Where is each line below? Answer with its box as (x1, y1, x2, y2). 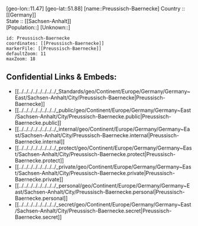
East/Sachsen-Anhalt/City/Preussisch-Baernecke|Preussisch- (14, 94, 165, 101)
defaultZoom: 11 (6, 51, 46, 57)
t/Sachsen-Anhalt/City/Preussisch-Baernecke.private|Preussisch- (14, 169, 176, 176)
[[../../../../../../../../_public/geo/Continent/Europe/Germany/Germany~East (14, 106, 191, 114)
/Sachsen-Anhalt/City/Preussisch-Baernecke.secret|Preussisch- (14, 207, 172, 214)
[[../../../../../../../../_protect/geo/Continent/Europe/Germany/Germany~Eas (14, 144, 192, 151)
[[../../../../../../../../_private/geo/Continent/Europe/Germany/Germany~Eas (14, 163, 191, 170)
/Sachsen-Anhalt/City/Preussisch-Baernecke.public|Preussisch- (14, 112, 171, 120)
